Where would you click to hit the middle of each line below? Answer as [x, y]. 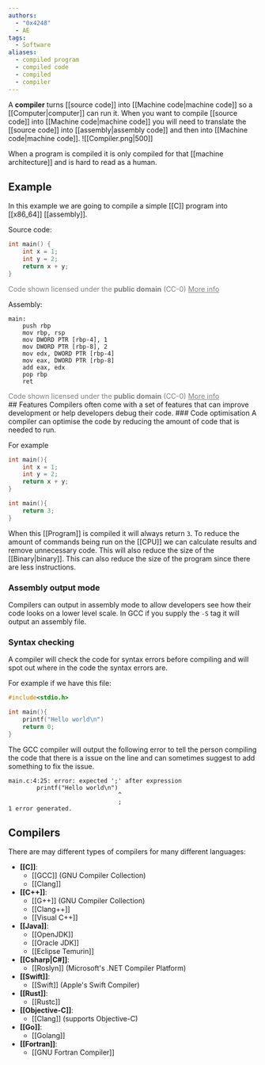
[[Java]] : [34, 926]
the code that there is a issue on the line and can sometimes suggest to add [132, 757]
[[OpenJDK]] [52, 935]
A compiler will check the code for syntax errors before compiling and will [129, 660]
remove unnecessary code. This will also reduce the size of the [112, 550]
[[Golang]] [48, 1036]
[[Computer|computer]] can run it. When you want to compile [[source [123, 113]
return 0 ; [39, 726]
